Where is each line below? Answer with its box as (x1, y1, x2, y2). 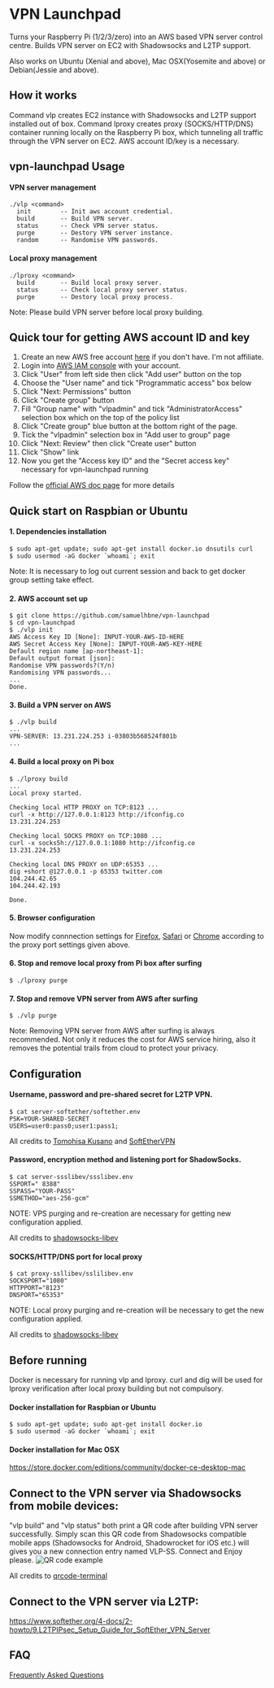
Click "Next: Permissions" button (20, 387, 132, 397)
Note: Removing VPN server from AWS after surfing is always (9, 1026, 215, 1036)
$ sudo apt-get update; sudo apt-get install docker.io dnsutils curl (9, 545, 254, 553)
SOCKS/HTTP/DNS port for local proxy (9, 1252, 143, 1261)
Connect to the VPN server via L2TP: (9, 1594, 199, 1608)
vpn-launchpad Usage (9, 160, 125, 173)
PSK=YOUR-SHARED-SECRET (9, 1115, 90, 1123)
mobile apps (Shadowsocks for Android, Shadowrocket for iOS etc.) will (9, 1538, 250, 1548)
